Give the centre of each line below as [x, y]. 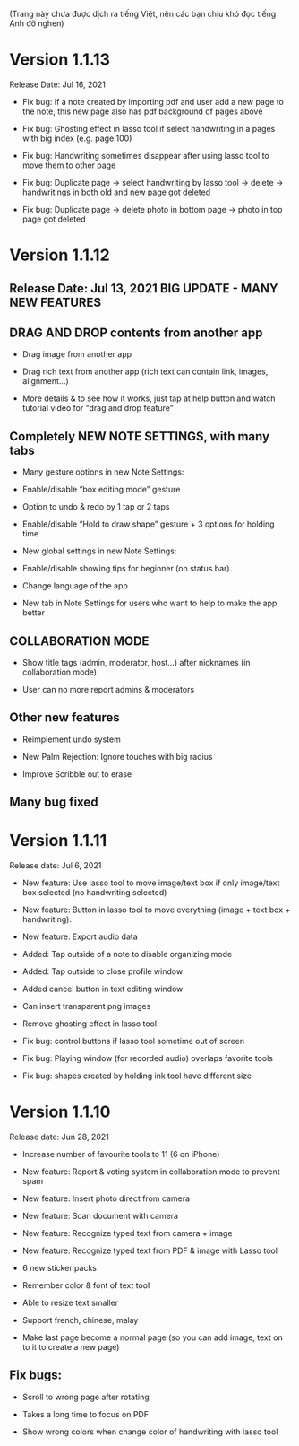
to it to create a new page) [71, 1347]
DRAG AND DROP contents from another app [136, 332]
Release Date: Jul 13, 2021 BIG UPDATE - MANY [144, 288]
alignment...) [45, 381]
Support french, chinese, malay [80, 1320]
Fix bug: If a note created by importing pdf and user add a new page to [153, 101]
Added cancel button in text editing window [103, 989]
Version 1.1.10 [60, 1112]
